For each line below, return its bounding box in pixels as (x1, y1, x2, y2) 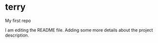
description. (5, 32, 29, 38)
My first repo (5, 18, 31, 23)
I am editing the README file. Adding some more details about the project (5, 27, 153, 33)
